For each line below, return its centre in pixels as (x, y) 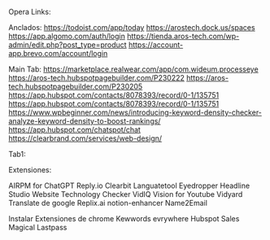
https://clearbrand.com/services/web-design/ (85, 138)
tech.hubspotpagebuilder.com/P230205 (76, 86)
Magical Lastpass (38, 227)
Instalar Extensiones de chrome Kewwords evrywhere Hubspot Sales (124, 218)
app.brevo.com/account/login (58, 53)
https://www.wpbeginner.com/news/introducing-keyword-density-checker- (135, 112)
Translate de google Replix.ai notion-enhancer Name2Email (108, 203)
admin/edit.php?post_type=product (68, 45)
